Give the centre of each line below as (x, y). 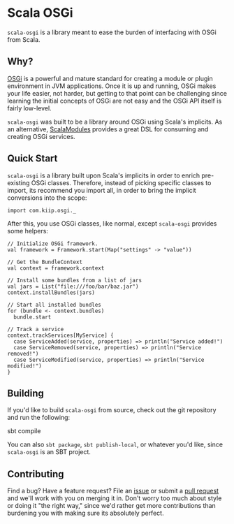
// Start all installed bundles (54, 305)
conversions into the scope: (47, 198)
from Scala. (24, 39)
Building (25, 393)
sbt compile (24, 431)
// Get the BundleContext (45, 262)
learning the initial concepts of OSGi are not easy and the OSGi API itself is (115, 101)
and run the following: (39, 418)
